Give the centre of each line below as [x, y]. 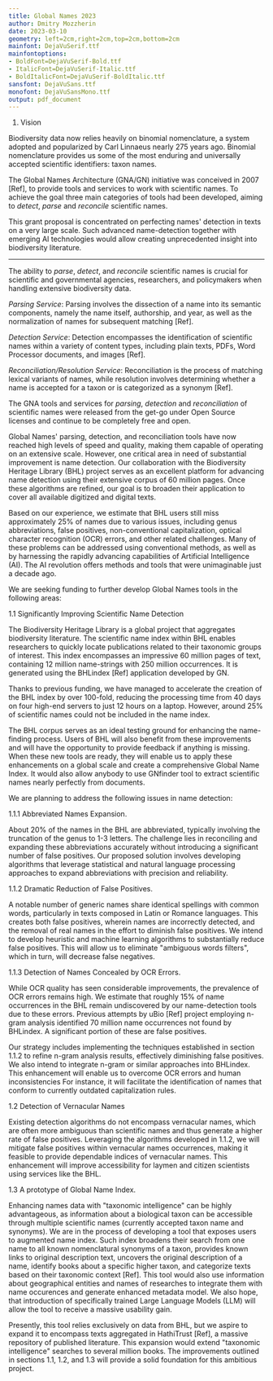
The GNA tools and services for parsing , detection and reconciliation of [128, 403]
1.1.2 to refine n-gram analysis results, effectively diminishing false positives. [136, 1056]
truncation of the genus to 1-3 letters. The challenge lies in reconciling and [133, 838]
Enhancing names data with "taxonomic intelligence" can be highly [120, 1206]
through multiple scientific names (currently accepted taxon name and [126, 1223]
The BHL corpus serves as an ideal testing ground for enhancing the [123, 731]
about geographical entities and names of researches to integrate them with [135, 1283]
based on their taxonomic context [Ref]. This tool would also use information [136, 1275]
